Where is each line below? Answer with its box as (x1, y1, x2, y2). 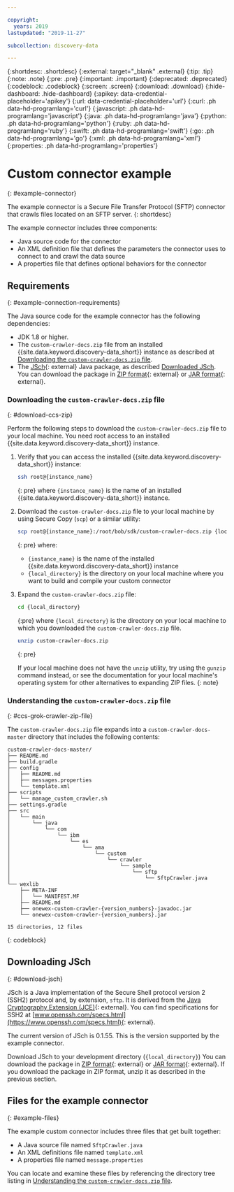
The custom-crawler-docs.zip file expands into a (7, 725, 147, 734)
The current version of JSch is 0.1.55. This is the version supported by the (7, 1031, 220, 1040)
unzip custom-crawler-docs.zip (17, 637, 109, 644)
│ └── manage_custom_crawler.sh (7, 795, 108, 803)
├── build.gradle (7, 759, 58, 766)
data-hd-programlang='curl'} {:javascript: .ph (7, 104, 138, 113)
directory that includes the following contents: (27, 733, 160, 741)
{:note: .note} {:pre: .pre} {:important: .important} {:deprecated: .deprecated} (7, 75, 228, 83)
